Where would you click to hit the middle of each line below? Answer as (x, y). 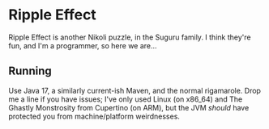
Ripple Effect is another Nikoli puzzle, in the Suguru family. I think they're (130, 37)
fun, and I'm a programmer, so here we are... (83, 45)
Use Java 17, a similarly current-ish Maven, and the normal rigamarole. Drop (135, 90)
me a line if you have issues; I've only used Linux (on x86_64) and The (126, 99)
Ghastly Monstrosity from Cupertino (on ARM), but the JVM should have (129, 107)
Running (30, 71)
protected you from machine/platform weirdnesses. (94, 116)
